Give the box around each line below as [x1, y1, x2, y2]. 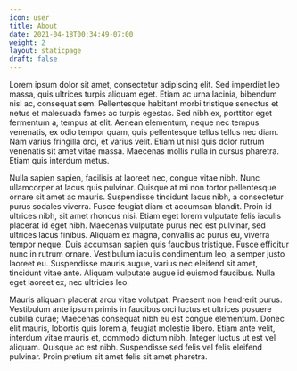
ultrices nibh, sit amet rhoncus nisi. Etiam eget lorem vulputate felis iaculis [9, 211, 282, 221]
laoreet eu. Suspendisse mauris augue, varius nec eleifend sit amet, [9, 258, 259, 268]
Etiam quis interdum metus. [9, 156, 110, 165]
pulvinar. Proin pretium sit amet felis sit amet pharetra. [9, 351, 208, 362]
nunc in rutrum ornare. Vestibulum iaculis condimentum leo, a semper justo [9, 249, 285, 259]
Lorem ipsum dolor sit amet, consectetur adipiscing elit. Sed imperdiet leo [9, 80, 281, 89]
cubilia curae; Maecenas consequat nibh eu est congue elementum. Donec [9, 314, 285, 324]
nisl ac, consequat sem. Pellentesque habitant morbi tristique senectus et [9, 98, 279, 108]
